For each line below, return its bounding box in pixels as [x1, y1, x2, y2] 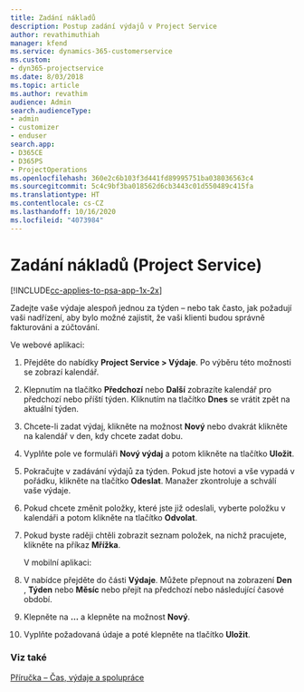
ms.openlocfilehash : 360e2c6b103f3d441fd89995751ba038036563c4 [10, 173, 254, 182]
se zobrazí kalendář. [23, 366, 100, 377]
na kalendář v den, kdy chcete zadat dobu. [23, 430, 184, 441]
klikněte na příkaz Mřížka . [23, 539, 121, 550]
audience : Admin [10, 97, 71, 107]
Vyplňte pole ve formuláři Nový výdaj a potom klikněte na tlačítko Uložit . [23, 448, 295, 459]
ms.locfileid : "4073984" [10, 215, 104, 225]
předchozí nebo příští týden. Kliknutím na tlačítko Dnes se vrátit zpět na [23, 394, 290, 404]
